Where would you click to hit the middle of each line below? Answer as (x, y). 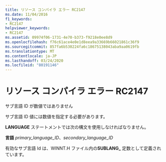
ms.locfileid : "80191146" (32, 65)
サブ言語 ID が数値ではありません (39, 106)
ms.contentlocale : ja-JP (31, 56)
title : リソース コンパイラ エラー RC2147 (45, 10)
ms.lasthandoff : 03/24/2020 (34, 61)
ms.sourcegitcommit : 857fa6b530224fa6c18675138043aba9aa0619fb (72, 47)
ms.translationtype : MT (30, 51)
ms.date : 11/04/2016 (27, 14)
